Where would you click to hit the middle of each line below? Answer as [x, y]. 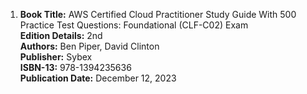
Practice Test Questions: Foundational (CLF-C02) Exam [134, 25]
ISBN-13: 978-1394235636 [75, 67]
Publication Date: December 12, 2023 [98, 78]
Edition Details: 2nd [61, 35]
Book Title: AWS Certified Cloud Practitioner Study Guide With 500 [158, 14]
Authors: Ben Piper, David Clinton [89, 46]
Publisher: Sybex [56, 57]
